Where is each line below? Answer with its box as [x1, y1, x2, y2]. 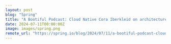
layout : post [5, 7, 33, 13]
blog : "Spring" [5, 12, 38, 17]
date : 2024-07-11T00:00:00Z [5, 21, 65, 27]
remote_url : [5, 31, 31, 36]
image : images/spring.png [5, 26, 60, 31]
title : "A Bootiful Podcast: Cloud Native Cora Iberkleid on [5, 17, 138, 22]
